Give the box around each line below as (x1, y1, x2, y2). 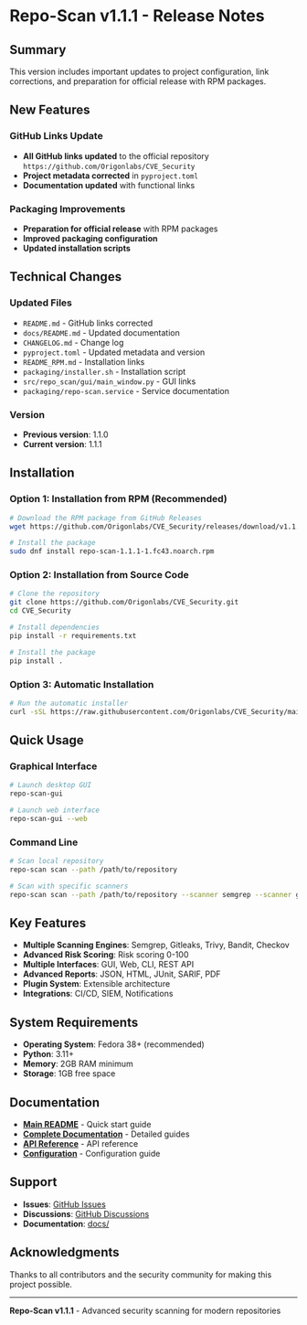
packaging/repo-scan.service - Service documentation (22, 385, 230, 396)
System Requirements (9, 1014, 139, 1030)
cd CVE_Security (9, 606, 71, 615)
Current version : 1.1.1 (22, 438, 102, 449)
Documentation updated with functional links (22, 179, 196, 190)
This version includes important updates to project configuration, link (9, 66, 270, 77)
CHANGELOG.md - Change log (22, 337, 124, 347)
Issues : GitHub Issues (22, 1199, 107, 1210)
